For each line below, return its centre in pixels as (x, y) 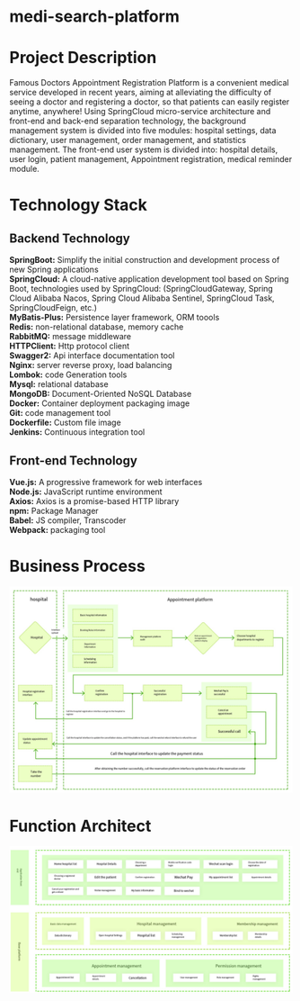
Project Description (83, 58)
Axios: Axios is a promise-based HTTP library (94, 500)
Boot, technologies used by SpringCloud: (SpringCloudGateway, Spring (141, 289)
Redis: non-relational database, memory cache (97, 327)
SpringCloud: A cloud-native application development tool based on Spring (149, 279)
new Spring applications (54, 270)
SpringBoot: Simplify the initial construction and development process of (145, 260)
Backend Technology (70, 238)
